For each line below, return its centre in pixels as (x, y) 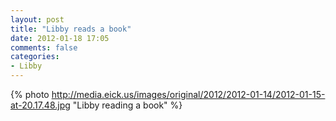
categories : (35, 57)
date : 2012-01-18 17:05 (60, 38)
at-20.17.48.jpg (40, 105)
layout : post (37, 19)
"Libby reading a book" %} (127, 105)
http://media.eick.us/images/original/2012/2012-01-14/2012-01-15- (188, 94)
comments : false (44, 47)
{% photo (30, 94)
